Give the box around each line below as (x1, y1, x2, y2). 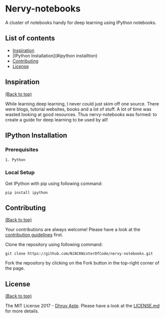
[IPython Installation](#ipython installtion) (12, 52, 97, 58)
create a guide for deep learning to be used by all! (5, 116, 108, 122)
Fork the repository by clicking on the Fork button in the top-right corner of (5, 260, 159, 266)
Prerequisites (5, 146, 38, 153)
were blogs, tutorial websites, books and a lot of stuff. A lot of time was (5, 106, 151, 112)
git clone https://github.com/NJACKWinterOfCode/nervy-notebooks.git (5, 251, 153, 256)
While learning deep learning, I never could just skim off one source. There (5, 100, 159, 106)
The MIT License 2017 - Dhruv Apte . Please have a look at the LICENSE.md (5, 303, 160, 309)
